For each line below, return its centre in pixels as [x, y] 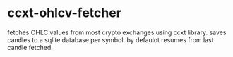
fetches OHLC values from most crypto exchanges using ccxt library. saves [117, 32]
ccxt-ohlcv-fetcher [65, 13]
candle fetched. [30, 47]
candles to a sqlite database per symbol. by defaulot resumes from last [110, 39]
